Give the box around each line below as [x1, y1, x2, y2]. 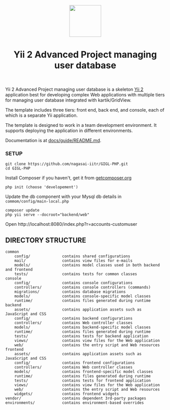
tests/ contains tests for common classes [14, 271, 138, 277]
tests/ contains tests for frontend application [14, 378, 151, 383]
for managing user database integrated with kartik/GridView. [5, 97, 132, 103]
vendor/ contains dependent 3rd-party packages [5, 396, 146, 401]
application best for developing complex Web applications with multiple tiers [5, 91, 165, 97]
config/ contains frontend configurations [14, 360, 135, 365]
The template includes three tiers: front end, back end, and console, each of [5, 107, 165, 113]
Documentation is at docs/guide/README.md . [5, 137, 101, 143]
